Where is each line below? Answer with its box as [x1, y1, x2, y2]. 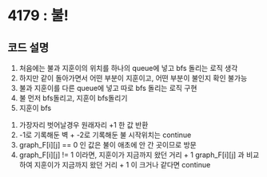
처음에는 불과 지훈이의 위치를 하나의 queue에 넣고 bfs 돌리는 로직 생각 [18, 64, 238, 73]
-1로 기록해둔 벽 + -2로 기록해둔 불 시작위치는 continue [18, 130, 192, 140]
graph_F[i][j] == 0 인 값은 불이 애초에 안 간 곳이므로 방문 [18, 140, 197, 149]
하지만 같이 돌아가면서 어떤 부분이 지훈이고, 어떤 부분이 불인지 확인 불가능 [18, 73, 248, 83]
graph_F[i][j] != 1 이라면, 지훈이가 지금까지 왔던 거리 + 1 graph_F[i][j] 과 [18, 150, 245, 159]
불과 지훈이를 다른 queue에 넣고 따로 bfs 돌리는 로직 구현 [18, 84, 197, 92]
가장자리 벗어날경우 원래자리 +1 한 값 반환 [18, 120, 149, 129]
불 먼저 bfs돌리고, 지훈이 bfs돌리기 [18, 93, 128, 103]
